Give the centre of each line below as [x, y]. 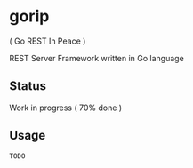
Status [28, 86]
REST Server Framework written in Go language [96, 58]
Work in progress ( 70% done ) [66, 108]
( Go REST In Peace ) [48, 41]
